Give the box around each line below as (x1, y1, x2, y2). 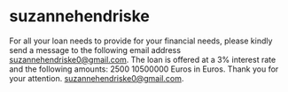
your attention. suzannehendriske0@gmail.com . (9, 73, 184, 83)
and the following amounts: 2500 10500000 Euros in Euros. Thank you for (9, 64, 279, 74)
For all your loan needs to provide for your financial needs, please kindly (9, 35, 273, 46)
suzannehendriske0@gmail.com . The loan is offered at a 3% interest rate (9, 54, 276, 65)
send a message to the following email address (9, 44, 182, 55)
